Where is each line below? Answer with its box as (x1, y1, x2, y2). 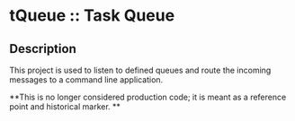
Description (9, 41, 76, 56)
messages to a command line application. (9, 74, 164, 85)
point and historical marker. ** (9, 101, 121, 112)
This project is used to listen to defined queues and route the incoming (9, 65, 272, 75)
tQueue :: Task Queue (9, 5, 175, 26)
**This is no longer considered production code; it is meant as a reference (9, 91, 287, 102)
